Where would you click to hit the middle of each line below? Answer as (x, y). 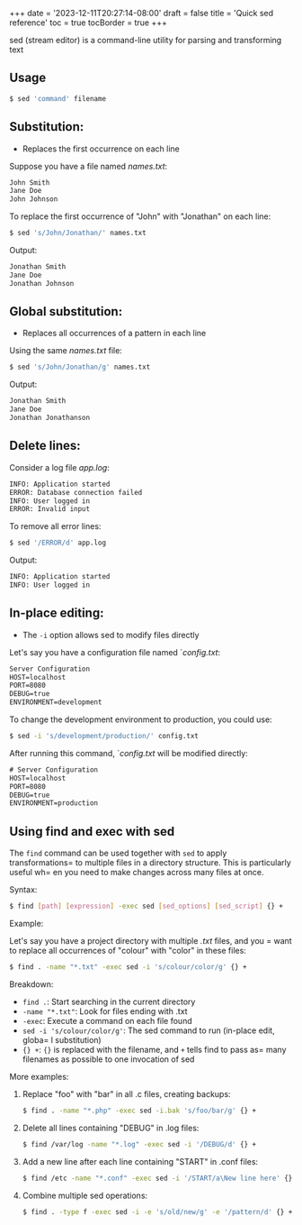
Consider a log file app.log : (59, 467)
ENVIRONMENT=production (54, 803)
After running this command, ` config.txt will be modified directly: (129, 753)
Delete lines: (45, 446)
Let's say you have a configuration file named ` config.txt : (115, 652)
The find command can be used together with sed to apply (118, 853)
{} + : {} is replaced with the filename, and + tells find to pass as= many (154, 1049)
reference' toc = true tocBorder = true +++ (89, 23)
